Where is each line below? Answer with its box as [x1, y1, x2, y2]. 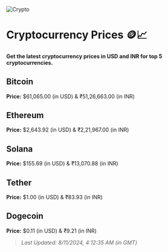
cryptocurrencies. [6, 59, 53, 66]
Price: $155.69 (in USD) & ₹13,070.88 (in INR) [6, 160, 119, 167]
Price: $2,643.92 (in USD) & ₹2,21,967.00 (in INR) [6, 126, 129, 133]
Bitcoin [6, 76, 34, 87]
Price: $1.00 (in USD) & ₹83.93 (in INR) [6, 194, 103, 201]
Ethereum [6, 110, 44, 121]
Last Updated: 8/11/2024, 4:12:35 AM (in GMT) [21, 239, 138, 246]
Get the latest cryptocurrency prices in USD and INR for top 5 [6, 52, 163, 60]
